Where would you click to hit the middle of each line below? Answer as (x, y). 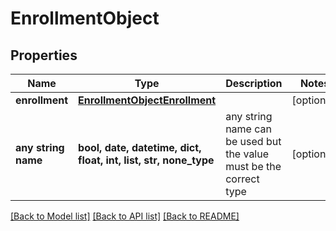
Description (254, 83)
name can (248, 129)
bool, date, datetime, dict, (140, 147)
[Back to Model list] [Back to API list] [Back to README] (125, 216)
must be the (253, 166)
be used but (253, 141)
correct (242, 179)
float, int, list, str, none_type (146, 160)
